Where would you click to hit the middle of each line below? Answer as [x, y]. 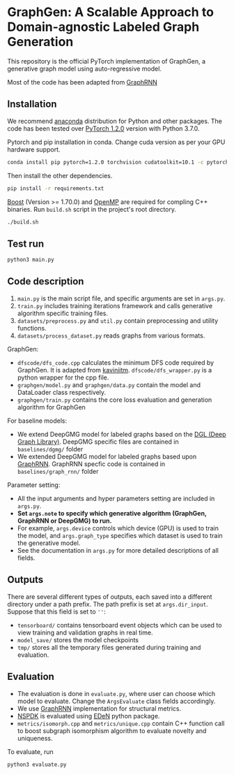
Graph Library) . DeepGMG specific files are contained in [98, 442]
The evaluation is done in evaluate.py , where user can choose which [116, 693]
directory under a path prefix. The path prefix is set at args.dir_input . [108, 604]
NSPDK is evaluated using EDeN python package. [88, 716]
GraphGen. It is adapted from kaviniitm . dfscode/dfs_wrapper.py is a [115, 370]
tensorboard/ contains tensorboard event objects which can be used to [119, 625]
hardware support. [34, 149]
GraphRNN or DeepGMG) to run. [64, 521]
